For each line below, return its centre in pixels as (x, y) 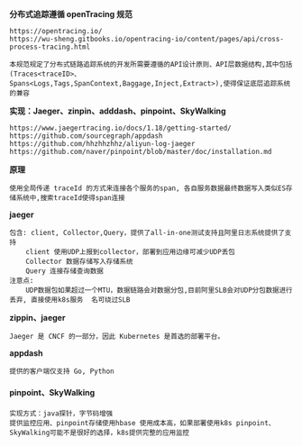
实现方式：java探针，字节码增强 (61, 414)
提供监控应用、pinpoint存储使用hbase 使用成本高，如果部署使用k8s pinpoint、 (142, 423)
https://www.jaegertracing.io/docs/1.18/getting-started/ (120, 128)
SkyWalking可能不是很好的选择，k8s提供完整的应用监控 (99, 433)
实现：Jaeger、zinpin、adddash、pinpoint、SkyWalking (118, 111)
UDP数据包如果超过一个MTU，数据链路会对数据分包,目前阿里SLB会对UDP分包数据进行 (159, 290)
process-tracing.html (50, 47)
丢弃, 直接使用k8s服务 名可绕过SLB (70, 300)
